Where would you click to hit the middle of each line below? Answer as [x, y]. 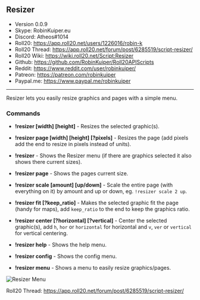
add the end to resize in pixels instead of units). [73, 144]
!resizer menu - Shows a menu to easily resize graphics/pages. [93, 268]
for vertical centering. [41, 233]
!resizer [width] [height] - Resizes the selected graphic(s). [87, 127]
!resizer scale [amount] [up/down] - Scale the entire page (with [94, 185]
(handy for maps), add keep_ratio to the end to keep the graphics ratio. [102, 209]
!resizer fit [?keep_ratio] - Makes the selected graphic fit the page [96, 203]
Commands [23, 113]
